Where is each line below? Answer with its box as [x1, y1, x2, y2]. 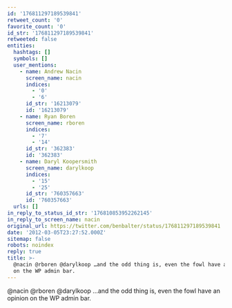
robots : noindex [7, 242, 54, 249]
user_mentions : [13, 62, 57, 69]
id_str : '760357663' [25, 190, 85, 197]
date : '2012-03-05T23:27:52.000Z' [7, 229, 107, 236]
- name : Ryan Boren [19, 113, 76, 120]
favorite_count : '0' [7, 23, 67, 30]
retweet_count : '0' [7, 17, 64, 24]
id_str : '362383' [25, 145, 76, 152]
